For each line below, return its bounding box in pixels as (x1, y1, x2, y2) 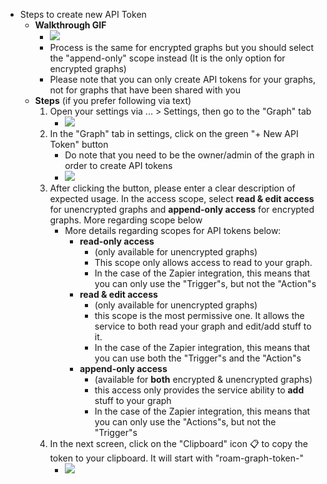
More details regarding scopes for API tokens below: (64, 225, 282, 236)
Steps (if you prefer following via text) (34, 95, 192, 106)
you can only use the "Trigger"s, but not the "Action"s (94, 278, 317, 289)
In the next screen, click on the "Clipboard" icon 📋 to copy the (49, 438, 308, 449)
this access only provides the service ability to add (94, 384, 305, 396)
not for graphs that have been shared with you (49, 84, 241, 96)
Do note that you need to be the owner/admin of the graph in (64, 149, 315, 161)
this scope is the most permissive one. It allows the (94, 310, 305, 321)
